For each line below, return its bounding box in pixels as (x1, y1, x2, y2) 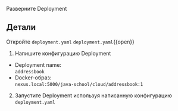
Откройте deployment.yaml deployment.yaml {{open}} (6, 38, 135, 45)
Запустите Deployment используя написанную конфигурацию (14, 92, 173, 99)
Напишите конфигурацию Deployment (14, 50, 111, 57)
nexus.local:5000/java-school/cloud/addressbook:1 (14, 81, 143, 87)
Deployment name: (14, 61, 61, 68)
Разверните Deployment (6, 5, 67, 12)
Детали (6, 22, 36, 32)
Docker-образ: (14, 74, 52, 81)
